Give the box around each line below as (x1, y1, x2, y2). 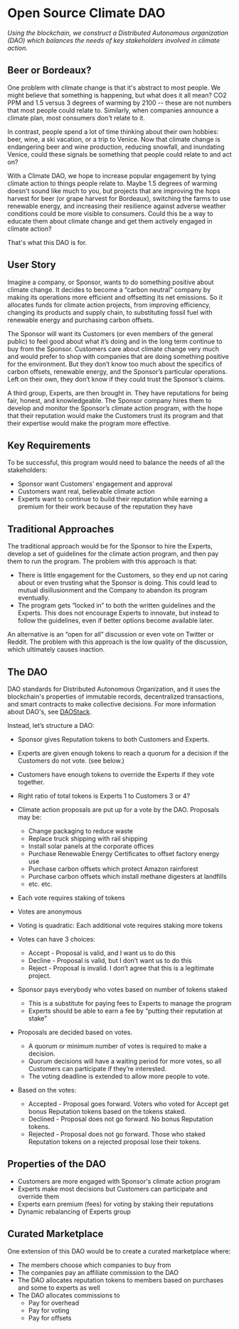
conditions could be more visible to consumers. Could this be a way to (7, 209, 213, 218)
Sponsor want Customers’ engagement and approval (17, 479, 173, 489)
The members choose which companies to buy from (17, 1261, 171, 1269)
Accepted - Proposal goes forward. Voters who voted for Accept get (28, 1100, 229, 1108)
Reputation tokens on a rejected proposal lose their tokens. (28, 1137, 201, 1146)
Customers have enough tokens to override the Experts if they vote (17, 771, 215, 778)
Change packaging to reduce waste (28, 827, 134, 835)
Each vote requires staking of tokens (17, 894, 126, 902)
